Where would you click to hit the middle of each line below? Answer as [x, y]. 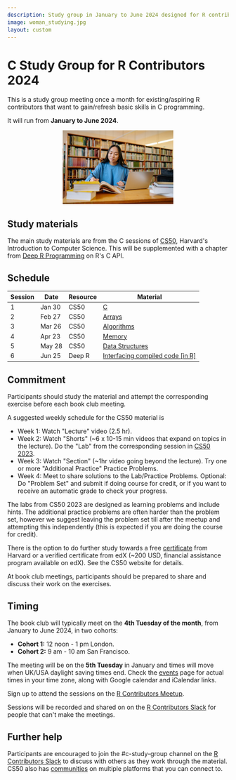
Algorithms [119, 326]
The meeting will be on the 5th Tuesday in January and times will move [111, 665]
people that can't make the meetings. [61, 715]
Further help [35, 737]
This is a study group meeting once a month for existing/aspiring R [104, 100]
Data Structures [126, 346]
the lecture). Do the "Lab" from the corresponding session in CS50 [114, 447]
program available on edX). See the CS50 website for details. [96, 563]
